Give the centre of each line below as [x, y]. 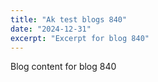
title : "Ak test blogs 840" [69, 19]
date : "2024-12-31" [51, 29]
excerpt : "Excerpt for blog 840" [80, 38]
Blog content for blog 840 [63, 67]
